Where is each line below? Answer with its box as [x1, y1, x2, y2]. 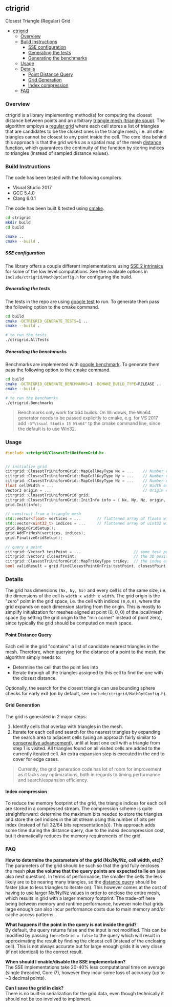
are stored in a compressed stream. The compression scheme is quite [5, 805, 153, 812]
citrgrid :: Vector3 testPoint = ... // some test [5, 549, 161, 554]
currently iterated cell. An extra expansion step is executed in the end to [12, 751, 165, 757]
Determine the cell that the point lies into [12, 664, 99, 670]
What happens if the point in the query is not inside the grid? [5, 921, 137, 928]
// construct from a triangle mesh [5, 511, 81, 517]
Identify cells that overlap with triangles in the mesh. [12, 723, 123, 730]
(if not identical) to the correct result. [5, 949, 83, 955]
